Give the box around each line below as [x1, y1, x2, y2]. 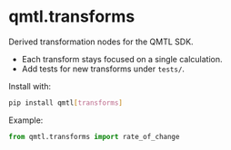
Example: [8, 115, 44, 126]
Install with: [8, 80, 52, 91]
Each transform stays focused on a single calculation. [21, 53, 224, 64]
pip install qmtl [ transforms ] [8, 98, 124, 108]
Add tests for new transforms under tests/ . [21, 63, 186, 74]
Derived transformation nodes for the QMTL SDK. [8, 36, 194, 47]
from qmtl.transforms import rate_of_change [8, 132, 180, 141]
